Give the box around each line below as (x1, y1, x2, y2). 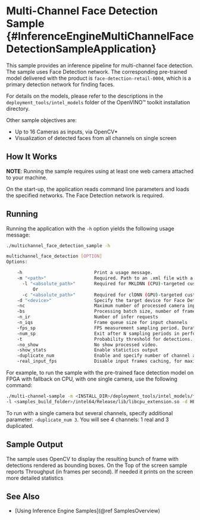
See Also (6, 491, 40, 502)
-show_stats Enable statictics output (17, 347, 159, 353)
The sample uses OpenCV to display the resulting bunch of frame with (6, 455, 179, 462)
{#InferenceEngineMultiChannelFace (6, 30, 194, 43)
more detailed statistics (6, 474, 64, 481)
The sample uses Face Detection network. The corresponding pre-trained (6, 68, 187, 75)
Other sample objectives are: (6, 116, 77, 123)
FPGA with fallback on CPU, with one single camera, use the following (6, 375, 177, 382)
